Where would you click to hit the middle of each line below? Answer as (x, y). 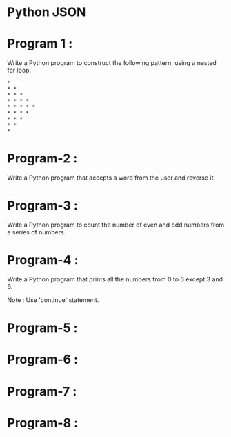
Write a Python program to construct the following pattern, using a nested (112, 63)
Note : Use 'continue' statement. (53, 300)
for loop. (19, 71)
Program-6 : (42, 360)
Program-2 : (42, 159)
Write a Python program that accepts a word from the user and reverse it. (111, 178)
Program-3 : (42, 206)
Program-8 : (42, 423)
